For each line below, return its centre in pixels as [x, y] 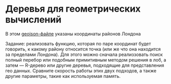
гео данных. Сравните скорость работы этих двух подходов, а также [81, 71]
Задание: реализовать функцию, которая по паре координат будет [78, 43]
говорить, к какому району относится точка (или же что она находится [83, 49]
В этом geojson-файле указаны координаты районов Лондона [73, 34]
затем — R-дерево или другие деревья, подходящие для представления [85, 65]
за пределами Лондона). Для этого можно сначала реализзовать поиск [84, 54]
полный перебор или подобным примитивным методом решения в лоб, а [86, 60]
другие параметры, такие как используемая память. [63, 76]
